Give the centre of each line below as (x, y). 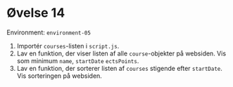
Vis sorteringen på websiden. (59, 76)
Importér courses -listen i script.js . (68, 46)
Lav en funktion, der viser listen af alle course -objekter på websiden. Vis (121, 53)
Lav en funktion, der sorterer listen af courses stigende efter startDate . (120, 68)
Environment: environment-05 (49, 32)
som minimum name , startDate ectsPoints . (78, 60)
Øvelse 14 (36, 13)
